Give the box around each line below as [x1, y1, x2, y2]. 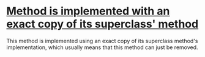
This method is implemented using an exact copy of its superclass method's [6, 37, 198, 44]
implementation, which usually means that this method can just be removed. [6, 44, 198, 51]
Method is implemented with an [6, 4, 170, 18]
